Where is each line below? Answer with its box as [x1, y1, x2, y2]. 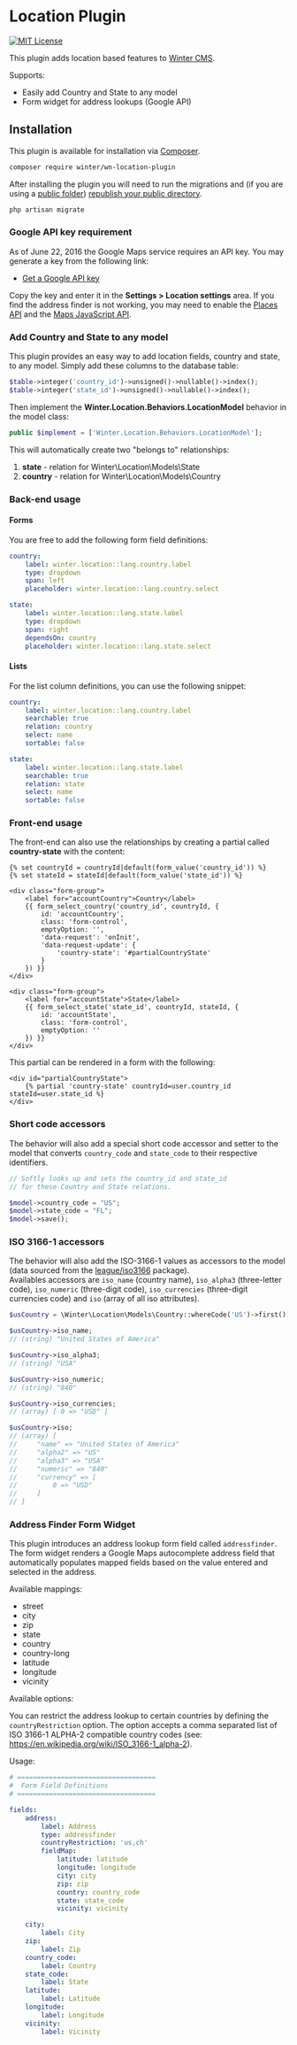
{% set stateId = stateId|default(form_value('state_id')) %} [9, 871, 243, 880]
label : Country [41, 1961, 97, 1971]
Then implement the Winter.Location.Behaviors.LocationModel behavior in [9, 401, 287, 413]
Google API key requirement [9, 226, 133, 238]
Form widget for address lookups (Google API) [21, 96, 192, 107]
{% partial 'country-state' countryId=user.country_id [25, 1082, 232, 1091]
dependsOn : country [25, 633, 97, 643]
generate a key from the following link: [9, 255, 148, 266]
